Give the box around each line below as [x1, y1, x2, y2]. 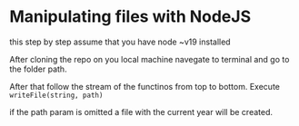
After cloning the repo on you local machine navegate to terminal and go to [9, 53, 290, 64]
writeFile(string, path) [9, 91, 104, 100]
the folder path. [9, 63, 67, 74]
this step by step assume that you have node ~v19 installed [9, 36, 231, 47]
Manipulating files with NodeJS [9, 6, 252, 27]
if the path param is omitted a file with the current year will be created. [9, 106, 274, 117]
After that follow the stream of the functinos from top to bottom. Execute [9, 81, 280, 92]
